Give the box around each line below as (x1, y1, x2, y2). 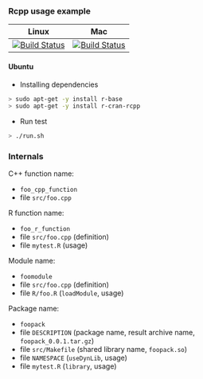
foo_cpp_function (19, 186, 78, 194)
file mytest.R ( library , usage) (19, 361, 117, 371)
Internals (8, 151, 44, 162)
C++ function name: (8, 169, 74, 178)
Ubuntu (8, 61, 34, 71)
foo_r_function (19, 225, 71, 233)
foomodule (19, 273, 53, 281)
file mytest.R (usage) (19, 240, 88, 250)
